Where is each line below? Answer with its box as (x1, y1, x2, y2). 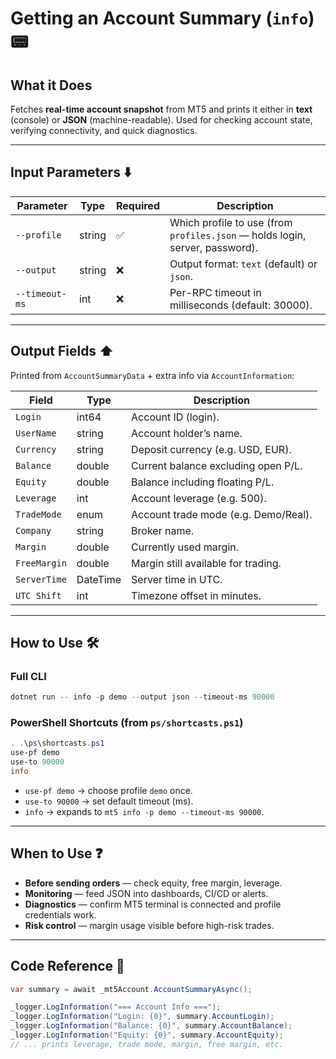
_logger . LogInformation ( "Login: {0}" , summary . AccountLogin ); (10, 1012, 275, 1022)
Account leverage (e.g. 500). (131, 491, 267, 505)
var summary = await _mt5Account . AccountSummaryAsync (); (10, 984, 253, 994)
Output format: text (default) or (169, 257, 318, 271)
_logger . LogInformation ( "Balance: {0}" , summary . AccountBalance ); (10, 1021, 293, 1031)
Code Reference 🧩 (10, 958, 125, 975)
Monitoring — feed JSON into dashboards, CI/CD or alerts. (24, 887, 269, 899)
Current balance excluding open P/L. (131, 458, 303, 472)
